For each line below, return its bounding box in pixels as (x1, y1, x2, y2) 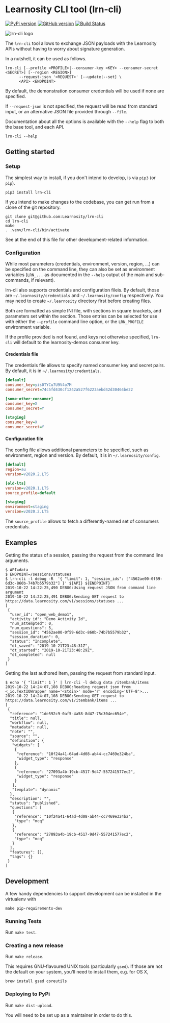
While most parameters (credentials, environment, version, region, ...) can (5, 260, 160, 266)
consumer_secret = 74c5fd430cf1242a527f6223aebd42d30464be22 (5, 387, 133, 392)
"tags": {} (10, 854, 33, 859)
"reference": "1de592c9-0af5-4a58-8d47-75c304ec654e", (10, 711, 129, 716)
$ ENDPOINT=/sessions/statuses (5, 572, 72, 577)
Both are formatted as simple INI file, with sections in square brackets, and (5, 307, 161, 313)
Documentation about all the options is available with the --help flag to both (5, 118, 164, 125)
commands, (5, 277, 31, 283)
